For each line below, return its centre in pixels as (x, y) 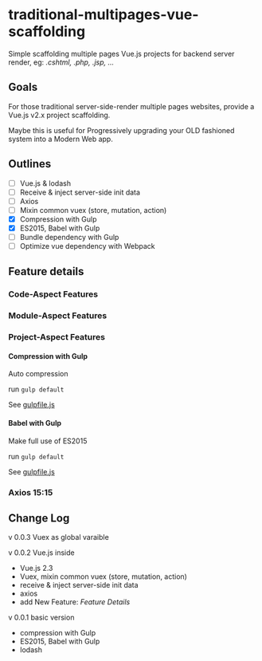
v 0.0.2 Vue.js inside (41, 553)
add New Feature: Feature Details (75, 602)
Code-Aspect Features (53, 294)
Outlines (30, 164)
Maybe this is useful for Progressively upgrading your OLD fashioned (121, 130)
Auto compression (38, 374)
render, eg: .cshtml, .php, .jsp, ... (61, 62)
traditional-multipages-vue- (104, 15)
